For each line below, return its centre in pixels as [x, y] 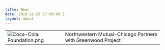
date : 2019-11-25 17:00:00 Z [35, 14]
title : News [17, 9]
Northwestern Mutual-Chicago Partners [111, 34]
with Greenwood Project [93, 40]
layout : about [20, 18]
